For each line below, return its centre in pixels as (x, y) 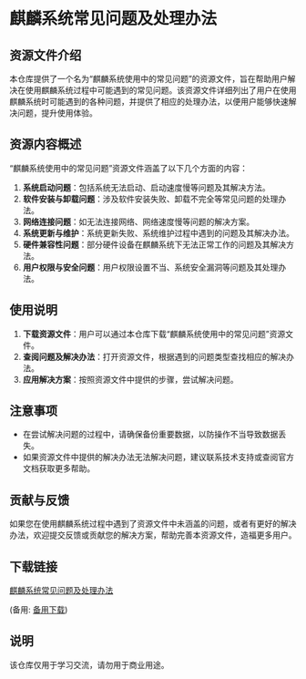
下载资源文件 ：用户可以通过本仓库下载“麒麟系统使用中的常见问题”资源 (154, 334)
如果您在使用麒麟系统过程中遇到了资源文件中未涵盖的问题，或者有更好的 (145, 524)
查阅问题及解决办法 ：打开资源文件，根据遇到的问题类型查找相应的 (146, 356)
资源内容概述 (46, 144)
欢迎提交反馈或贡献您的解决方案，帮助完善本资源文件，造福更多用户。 (165, 535)
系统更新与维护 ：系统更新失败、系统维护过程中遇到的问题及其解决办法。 (158, 232)
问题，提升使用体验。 (57, 113)
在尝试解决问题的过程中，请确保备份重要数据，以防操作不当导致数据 (150, 435)
